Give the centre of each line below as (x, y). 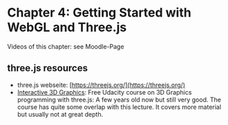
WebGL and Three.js (67, 27)
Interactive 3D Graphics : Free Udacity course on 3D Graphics (104, 92)
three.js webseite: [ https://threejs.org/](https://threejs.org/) (101, 85)
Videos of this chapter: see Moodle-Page (66, 46)
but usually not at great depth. (60, 114)
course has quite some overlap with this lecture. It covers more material (119, 107)
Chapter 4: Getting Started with (99, 13)
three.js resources (48, 68)
